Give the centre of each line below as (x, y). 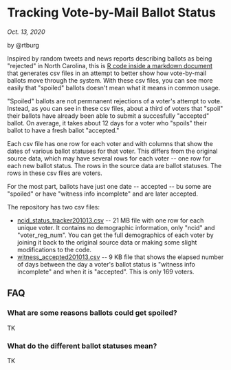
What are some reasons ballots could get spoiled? (92, 313)
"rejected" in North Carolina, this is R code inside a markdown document (110, 65)
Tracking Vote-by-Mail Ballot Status (112, 13)
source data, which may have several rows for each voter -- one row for (109, 158)
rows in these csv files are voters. (55, 173)
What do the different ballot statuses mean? (82, 346)
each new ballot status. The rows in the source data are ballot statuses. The (114, 165)
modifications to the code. (54, 249)
